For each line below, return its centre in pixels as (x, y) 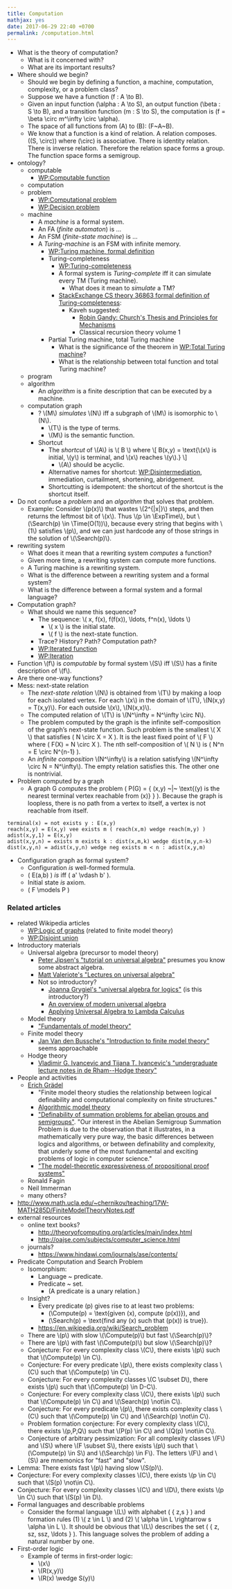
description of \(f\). (44, 671)
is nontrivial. (45, 774)
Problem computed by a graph (61, 781)
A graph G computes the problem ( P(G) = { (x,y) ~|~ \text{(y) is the (124, 789)
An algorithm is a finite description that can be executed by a (125, 391)
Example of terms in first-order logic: (80, 1556)
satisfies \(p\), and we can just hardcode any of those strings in (129, 531)
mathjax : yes (26, 20)
